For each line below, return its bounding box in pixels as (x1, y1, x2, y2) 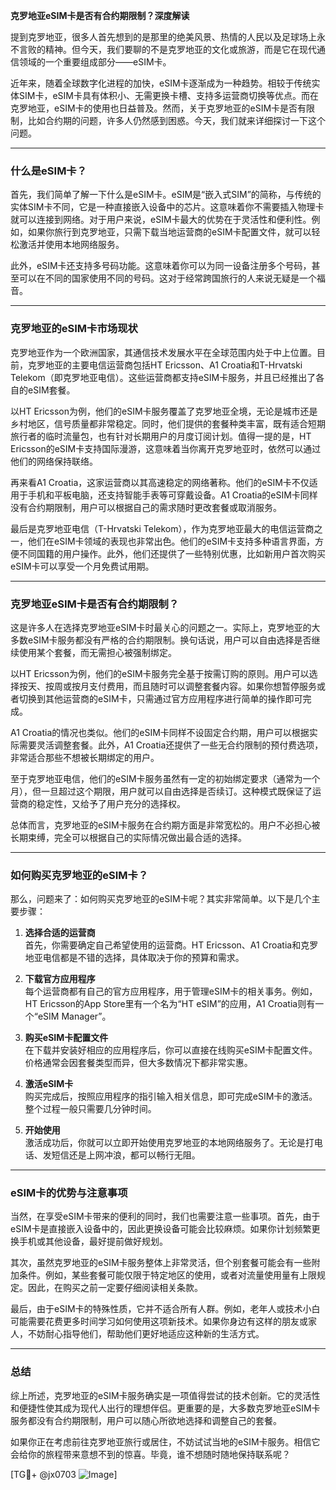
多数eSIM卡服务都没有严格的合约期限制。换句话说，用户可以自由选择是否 (10, 634, 312, 646)
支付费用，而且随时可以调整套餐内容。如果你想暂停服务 (88, 680, 317, 692)
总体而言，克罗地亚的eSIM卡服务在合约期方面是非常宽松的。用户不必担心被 (10, 819, 321, 831)
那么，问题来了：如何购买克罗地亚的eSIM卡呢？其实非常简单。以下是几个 (10, 893, 312, 905)
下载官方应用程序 (24, 973, 96, 985)
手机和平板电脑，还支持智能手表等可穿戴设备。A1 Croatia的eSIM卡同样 (27, 489, 318, 501)
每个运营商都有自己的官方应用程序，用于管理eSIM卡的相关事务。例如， (24, 985, 318, 998)
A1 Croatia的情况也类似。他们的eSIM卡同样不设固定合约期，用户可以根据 (10, 726, 310, 738)
